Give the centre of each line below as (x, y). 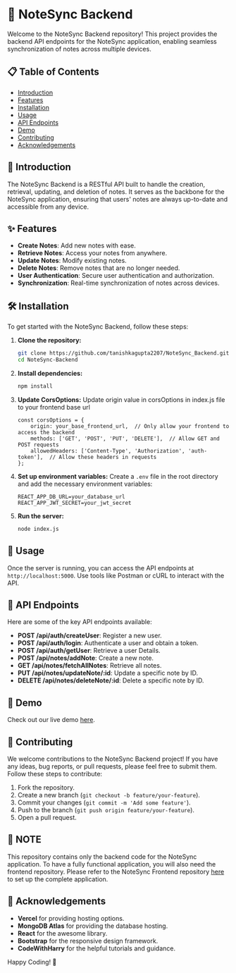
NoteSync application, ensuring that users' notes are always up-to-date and (117, 199)
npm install (35, 386)
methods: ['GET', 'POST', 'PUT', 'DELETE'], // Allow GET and (125, 439)
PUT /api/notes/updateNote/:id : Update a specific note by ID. (108, 673)
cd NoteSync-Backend (48, 360)
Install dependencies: (50, 373)
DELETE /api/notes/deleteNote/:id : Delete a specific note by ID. (111, 680)
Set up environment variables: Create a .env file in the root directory (118, 476)
